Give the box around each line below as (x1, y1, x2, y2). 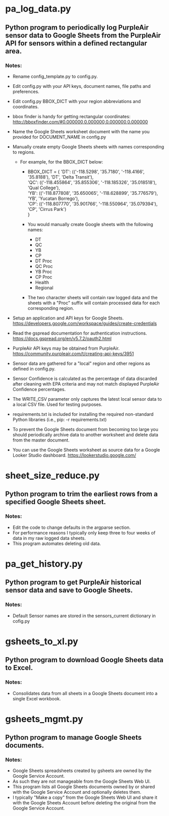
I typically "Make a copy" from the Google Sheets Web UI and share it (12, 794, 157, 800)
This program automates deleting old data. (12, 540, 101, 547)
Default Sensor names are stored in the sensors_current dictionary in (12, 613, 156, 619)
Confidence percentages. (12, 386, 66, 392)
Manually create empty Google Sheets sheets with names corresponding (12, 143, 164, 149)
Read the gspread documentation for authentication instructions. (12, 330, 147, 336)
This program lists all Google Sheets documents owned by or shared (12, 784, 155, 790)
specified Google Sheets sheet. (5, 498, 106, 506)
